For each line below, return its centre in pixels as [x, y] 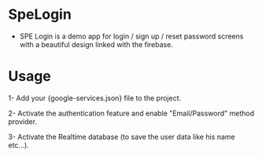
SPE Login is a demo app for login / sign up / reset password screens [131, 36]
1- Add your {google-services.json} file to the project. [95, 98]
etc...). [18, 145]
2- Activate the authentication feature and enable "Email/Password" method [131, 113]
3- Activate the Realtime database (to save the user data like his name [122, 137]
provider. [23, 121]
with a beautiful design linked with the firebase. [96, 44]
